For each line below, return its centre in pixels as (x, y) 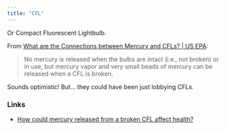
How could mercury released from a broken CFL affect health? (105, 119)
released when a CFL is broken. (68, 74)
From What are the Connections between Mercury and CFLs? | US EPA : (108, 46)
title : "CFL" (26, 13)
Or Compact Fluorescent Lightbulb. (57, 33)
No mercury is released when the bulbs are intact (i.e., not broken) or (121, 59)
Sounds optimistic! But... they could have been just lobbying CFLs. (100, 86)
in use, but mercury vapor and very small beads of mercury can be (118, 66)
